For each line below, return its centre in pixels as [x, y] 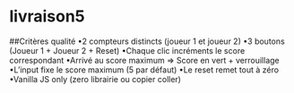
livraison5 [47, 17]
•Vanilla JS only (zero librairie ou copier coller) [95, 79]
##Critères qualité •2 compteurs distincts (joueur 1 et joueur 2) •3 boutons [147, 41]
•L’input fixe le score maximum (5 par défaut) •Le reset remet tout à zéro [144, 70]
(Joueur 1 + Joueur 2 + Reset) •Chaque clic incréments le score [127, 50]
